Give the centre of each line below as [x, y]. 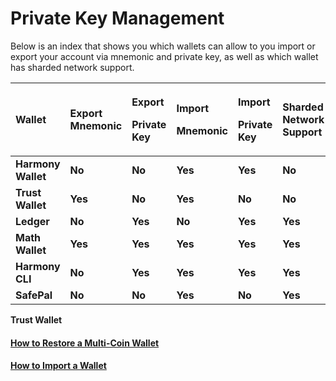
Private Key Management [117, 18]
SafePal [34, 295]
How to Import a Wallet [58, 366]
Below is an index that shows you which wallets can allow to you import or [163, 46]
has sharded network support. [72, 67]
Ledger [32, 221]
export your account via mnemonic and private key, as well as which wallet [164, 56]
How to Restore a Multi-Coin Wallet [85, 343]
